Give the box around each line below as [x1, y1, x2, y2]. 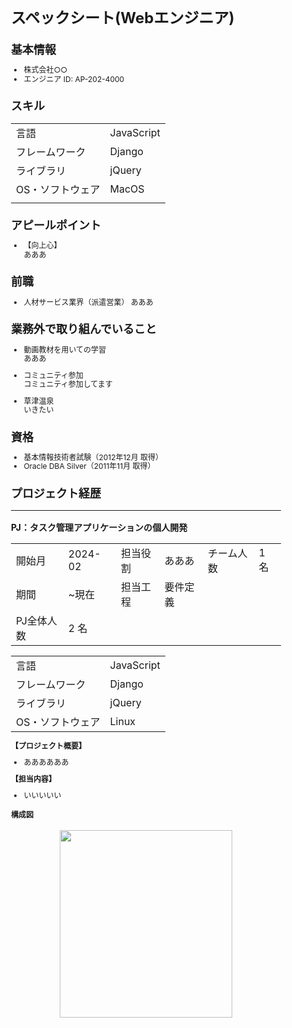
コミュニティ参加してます [23, 379, 113, 390]
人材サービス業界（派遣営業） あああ [23, 297, 154, 307]
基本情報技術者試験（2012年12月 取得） [23, 452, 164, 463]
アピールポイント [11, 218, 101, 232]
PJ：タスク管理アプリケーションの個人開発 [11, 522, 188, 534]
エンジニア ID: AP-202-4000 [23, 73, 125, 84]
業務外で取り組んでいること [11, 322, 158, 337]
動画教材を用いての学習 [23, 345, 107, 355]
